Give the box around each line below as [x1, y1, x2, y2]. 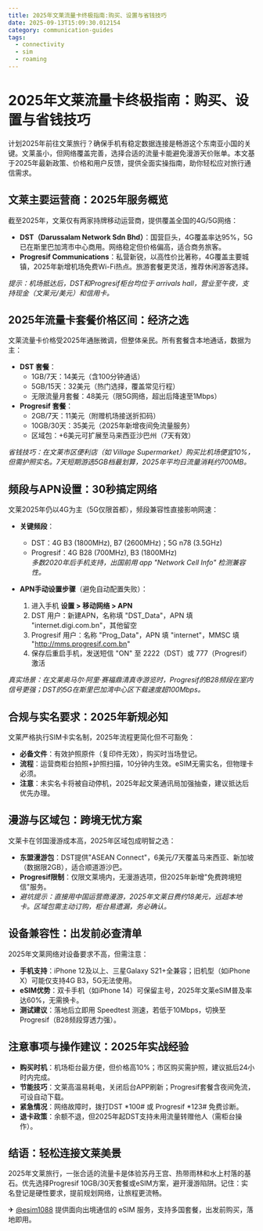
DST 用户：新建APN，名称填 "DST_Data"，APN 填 [31, 611, 193, 620]
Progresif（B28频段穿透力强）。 [19, 1014, 121, 1025]
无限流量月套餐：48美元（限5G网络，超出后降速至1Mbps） [31, 392, 222, 401]
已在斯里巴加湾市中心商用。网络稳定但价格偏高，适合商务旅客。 [19, 242, 225, 251]
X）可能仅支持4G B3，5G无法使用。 [19, 975, 137, 985]
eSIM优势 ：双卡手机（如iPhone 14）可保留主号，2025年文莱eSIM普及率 [19, 985, 253, 995]
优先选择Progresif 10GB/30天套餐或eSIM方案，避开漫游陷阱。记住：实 [21, 1178, 249, 1188]
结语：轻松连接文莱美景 [8, 1146, 121, 1160]
